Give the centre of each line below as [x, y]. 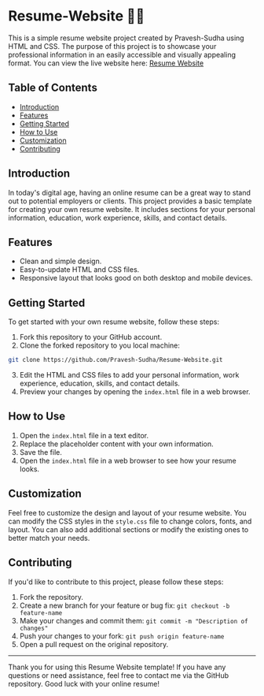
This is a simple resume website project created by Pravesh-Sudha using [126, 38]
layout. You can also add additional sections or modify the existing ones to [128, 529]
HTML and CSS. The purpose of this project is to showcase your [112, 46]
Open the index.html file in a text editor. [84, 435]
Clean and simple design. [60, 261]
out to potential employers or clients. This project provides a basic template [130, 201]
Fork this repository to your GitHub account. [91, 337]
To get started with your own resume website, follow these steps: [114, 322]
